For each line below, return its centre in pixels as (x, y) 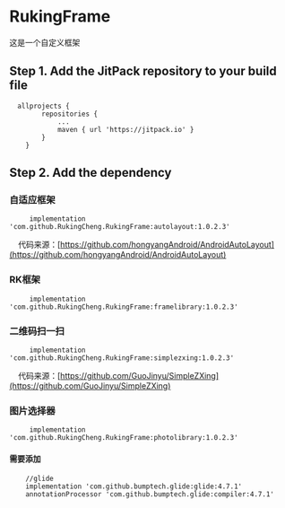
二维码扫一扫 (37, 331)
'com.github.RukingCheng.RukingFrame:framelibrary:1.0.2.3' (124, 307)
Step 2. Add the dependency (91, 173)
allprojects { (43, 106)
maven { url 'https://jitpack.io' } (125, 129)
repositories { (70, 114)
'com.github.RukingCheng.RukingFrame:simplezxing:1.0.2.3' (122, 358)
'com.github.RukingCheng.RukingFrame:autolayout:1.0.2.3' (120, 227)
